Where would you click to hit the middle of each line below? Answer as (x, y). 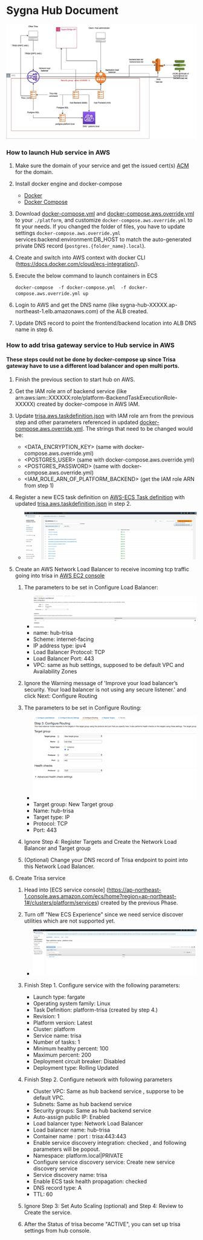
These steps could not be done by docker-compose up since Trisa (91, 360)
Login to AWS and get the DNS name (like (67, 305)
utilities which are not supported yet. (69, 921)
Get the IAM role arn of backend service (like (71, 391)
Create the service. (48, 1213)
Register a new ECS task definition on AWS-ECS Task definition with (100, 497)
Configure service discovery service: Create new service (104, 1162)
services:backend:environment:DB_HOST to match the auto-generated (103, 239)
